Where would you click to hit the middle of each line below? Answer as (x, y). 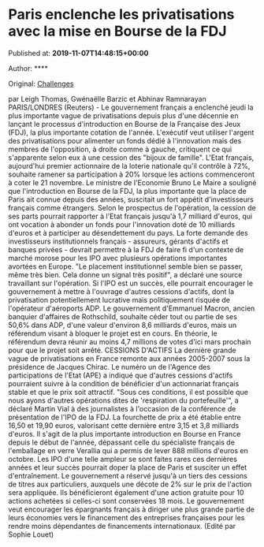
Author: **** (28, 68)
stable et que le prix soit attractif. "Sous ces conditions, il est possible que (128, 392)
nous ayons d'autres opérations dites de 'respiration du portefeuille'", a (123, 400)
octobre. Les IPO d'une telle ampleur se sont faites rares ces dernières (123, 459)
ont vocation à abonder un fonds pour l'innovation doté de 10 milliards (122, 224)
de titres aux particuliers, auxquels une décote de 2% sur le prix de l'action (130, 484)
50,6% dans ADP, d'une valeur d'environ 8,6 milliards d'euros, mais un (123, 325)
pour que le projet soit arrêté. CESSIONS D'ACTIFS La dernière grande (122, 350)
